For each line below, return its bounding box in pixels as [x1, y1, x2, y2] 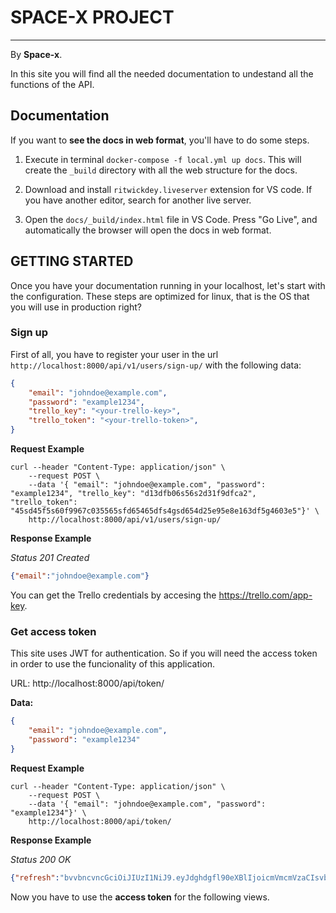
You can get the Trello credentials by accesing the [10, 589, 217, 601]
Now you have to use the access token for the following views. [10, 891, 270, 903]
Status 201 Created [10, 552, 90, 564]
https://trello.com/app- [218, 589, 313, 601]
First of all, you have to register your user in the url [10, 348, 219, 360]
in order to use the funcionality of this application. [10, 658, 216, 670]
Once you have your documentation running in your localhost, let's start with [10, 279, 326, 291]
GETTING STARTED [10, 253, 134, 270]
